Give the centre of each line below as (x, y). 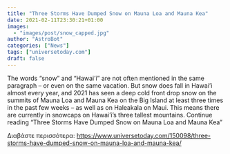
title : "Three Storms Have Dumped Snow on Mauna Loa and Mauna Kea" (108, 13)
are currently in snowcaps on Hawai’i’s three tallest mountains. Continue (110, 115)
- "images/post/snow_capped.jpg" (61, 33)
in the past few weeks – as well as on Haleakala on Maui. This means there (113, 107)
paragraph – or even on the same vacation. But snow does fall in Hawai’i (110, 85)
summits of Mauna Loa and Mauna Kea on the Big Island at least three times (115, 100)
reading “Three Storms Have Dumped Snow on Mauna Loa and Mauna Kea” (115, 122)
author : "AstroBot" (35, 39)
